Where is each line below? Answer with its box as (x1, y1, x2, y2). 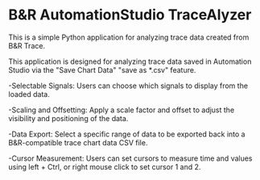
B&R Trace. (8, 40, 46, 50)
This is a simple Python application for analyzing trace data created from (8, 32, 250, 42)
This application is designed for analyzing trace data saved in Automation (8, 57, 252, 66)
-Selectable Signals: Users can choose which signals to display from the (8, 81, 248, 90)
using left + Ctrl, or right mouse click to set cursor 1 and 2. (8, 161, 201, 171)
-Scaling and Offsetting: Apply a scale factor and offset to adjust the (8, 105, 235, 115)
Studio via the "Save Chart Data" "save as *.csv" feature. (8, 65, 196, 74)
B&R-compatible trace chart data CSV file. (8, 137, 148, 147)
